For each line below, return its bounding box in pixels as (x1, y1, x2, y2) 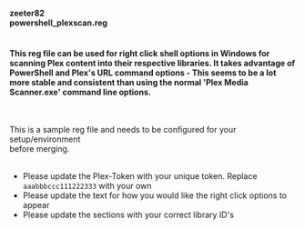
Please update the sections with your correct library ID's (22, 209, 235, 221)
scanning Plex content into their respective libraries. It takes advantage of (9, 57, 296, 68)
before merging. (9, 144, 70, 154)
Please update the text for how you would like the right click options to (22, 190, 288, 201)
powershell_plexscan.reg (9, 17, 107, 28)
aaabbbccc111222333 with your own (22, 181, 152, 192)
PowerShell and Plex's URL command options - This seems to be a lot (9, 67, 277, 78)
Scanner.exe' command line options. (9, 86, 152, 97)
